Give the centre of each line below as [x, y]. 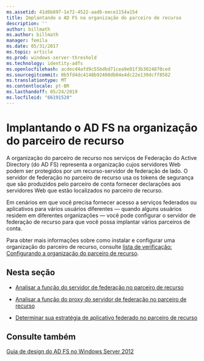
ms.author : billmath [33, 35]
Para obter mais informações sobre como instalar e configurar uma [91, 240]
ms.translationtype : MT [37, 80]
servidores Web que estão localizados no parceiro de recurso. [85, 190]
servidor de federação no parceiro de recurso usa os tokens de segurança [100, 177]
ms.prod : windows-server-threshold [52, 58]
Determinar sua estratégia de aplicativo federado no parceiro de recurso [106, 317]
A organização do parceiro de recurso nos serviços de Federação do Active [102, 158]
